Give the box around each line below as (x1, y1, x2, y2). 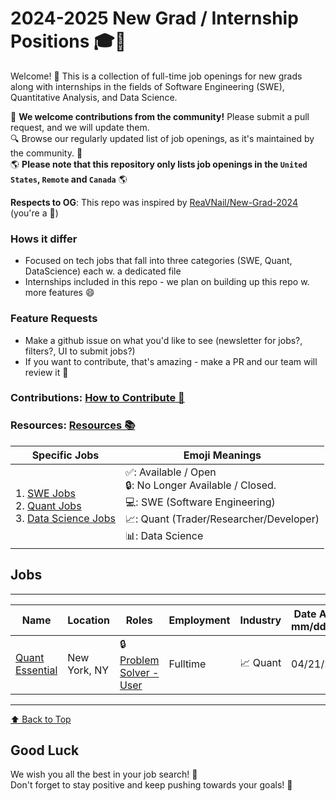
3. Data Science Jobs (15, 511, 116, 525)
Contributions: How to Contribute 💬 (10, 391, 185, 405)
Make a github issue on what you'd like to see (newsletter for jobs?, (24, 334, 303, 346)
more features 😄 (24, 287, 95, 299)
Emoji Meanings (183, 448, 262, 462)
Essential (15, 663, 58, 677)
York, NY (67, 663, 110, 677)
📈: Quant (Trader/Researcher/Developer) (124, 512, 320, 526)
